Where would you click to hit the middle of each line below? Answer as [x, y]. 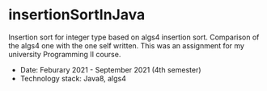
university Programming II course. [65, 54]
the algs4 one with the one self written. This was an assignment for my [127, 45]
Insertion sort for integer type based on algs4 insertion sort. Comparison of [134, 37]
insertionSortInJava [77, 15]
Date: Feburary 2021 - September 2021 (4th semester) [110, 69]
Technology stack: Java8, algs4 [73, 78]
